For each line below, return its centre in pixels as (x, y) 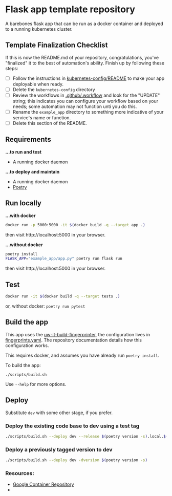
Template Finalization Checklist (57, 45)
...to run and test (24, 152)
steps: (12, 68)
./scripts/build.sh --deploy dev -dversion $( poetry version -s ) (76, 460)
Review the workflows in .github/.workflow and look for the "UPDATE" (86, 95)
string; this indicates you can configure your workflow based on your (85, 101)
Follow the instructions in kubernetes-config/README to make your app (89, 78)
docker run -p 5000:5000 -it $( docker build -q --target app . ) (75, 225)
